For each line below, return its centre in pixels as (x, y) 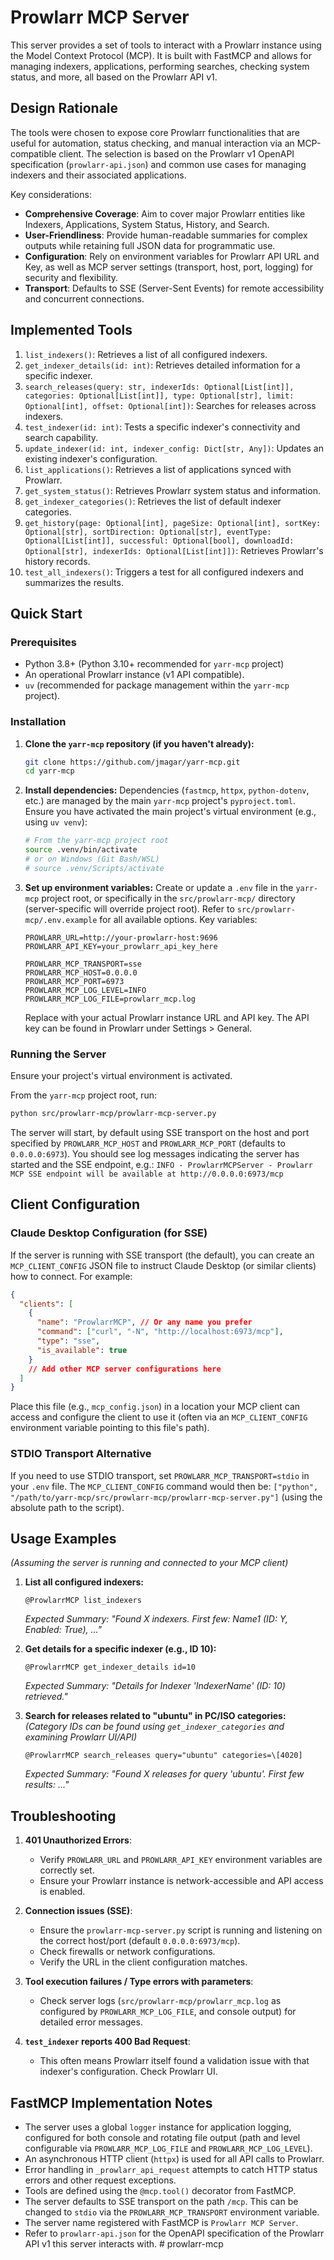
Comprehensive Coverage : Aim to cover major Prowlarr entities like (165, 213)
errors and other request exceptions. (100, 2180)
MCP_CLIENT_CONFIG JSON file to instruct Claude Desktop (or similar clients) (163, 1265)
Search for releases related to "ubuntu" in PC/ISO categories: (155, 1716)
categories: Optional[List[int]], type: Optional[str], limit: (159, 396)
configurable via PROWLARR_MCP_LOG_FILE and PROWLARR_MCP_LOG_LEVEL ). (168, 2148)
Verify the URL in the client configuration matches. (143, 1962)
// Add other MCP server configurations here (125, 1369)
